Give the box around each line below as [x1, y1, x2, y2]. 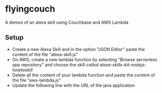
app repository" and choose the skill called [12, 62, 99, 67]
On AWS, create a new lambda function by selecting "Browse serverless [12, 57, 158, 62]
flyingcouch [5, 3, 55, 15]
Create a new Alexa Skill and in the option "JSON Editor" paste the [12, 46, 145, 52]
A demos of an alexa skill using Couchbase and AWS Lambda [5, 19, 128, 25]
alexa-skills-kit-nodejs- [99, 62, 147, 67]
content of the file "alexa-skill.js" [12, 51, 78, 57]
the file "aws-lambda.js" [12, 77, 61, 83]
